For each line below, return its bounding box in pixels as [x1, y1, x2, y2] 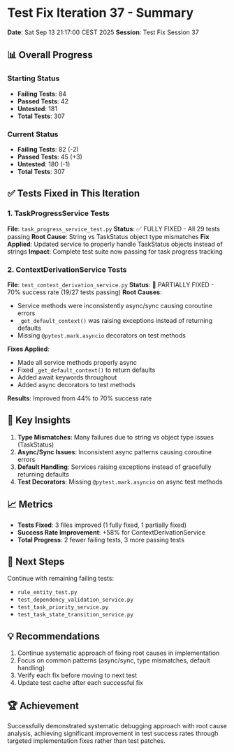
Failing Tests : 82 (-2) [17, 145, 79, 153]
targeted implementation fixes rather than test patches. [7, 736, 166, 745]
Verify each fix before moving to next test [17, 671, 138, 679]
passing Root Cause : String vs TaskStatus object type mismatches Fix [7, 232, 210, 240]
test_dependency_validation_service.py [17, 596, 134, 604]
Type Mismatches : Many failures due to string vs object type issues [17, 433, 214, 441]
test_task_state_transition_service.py [17, 612, 134, 619]
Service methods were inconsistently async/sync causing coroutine [17, 301, 213, 310]
